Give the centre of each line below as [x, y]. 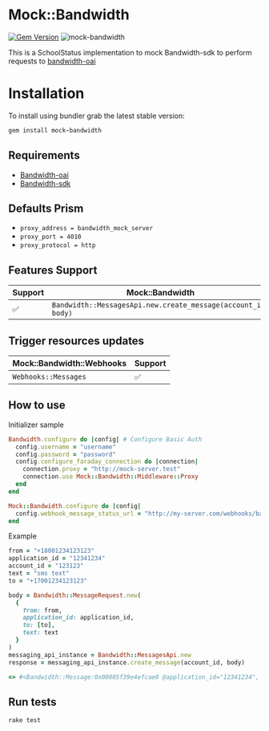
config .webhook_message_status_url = [78, 514]
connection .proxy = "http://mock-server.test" [102, 469]
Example [23, 536]
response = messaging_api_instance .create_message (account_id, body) [127, 662]
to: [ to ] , [39, 625]
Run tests [32, 702]
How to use [37, 406]
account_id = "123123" [46, 566]
